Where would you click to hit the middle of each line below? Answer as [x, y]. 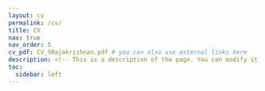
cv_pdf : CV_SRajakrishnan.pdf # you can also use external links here [128, 52]
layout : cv [26, 15]
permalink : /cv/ [35, 23]
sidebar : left [39, 74]
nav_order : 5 [30, 45]
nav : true [25, 38]
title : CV [25, 30]
